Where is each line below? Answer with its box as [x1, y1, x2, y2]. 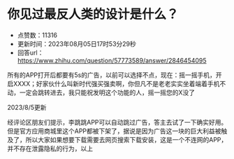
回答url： [17, 48, 44, 57]
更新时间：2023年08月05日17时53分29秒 [17, 39, 136, 48]
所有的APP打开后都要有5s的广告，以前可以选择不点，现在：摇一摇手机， [7, 71, 217, 79]
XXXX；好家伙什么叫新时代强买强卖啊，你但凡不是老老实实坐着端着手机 [13, 79, 220, 88]
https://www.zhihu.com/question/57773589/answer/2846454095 [17, 56, 207, 64]
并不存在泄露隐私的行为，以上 [7, 144, 93, 153]
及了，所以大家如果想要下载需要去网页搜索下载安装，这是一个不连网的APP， [7, 135, 228, 144]
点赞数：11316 [17, 31, 58, 39]
